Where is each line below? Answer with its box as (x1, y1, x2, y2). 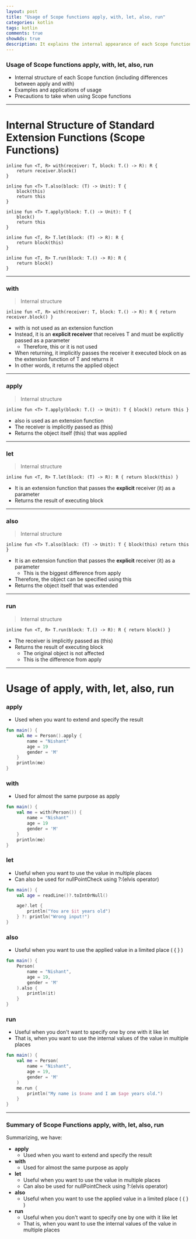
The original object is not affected (23, 649, 105, 656)
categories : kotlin (6, 19, 54, 25)
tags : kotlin (6, 25, 38, 31)
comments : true (6, 30, 43, 36)
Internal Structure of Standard (6, 118, 155, 132)
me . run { (16, 1085, 38, 1091)
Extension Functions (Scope (6, 131, 145, 144)
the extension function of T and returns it (14, 356, 114, 363)
